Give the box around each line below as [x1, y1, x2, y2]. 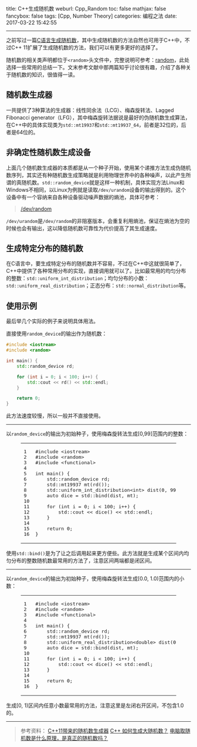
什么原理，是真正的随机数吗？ [36, 735, 108, 742]
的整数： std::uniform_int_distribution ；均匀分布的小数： [6, 275, 150, 282]
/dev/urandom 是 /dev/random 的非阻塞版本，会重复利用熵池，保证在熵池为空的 [6, 217, 190, 224]
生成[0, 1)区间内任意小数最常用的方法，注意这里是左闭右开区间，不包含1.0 [6, 702, 184, 709]
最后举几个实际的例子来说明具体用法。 [6, 317, 98, 325]
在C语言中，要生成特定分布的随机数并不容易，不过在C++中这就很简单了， [6, 260, 185, 267]
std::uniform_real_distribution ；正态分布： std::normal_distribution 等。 [6, 282, 189, 289]
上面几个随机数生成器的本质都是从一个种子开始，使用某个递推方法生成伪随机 [6, 164, 191, 171]
